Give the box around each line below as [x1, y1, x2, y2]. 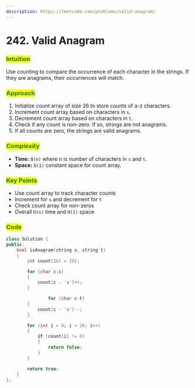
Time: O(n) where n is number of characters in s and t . [14, 155, 148, 162]
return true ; [27, 366, 59, 372]
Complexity [6, 142, 40, 150]
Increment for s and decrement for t [14, 196, 102, 203]
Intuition [6, 55, 31, 63]
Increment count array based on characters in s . [14, 109, 131, 116]
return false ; [47, 345, 83, 350]
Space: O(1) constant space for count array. [14, 161, 122, 168]
